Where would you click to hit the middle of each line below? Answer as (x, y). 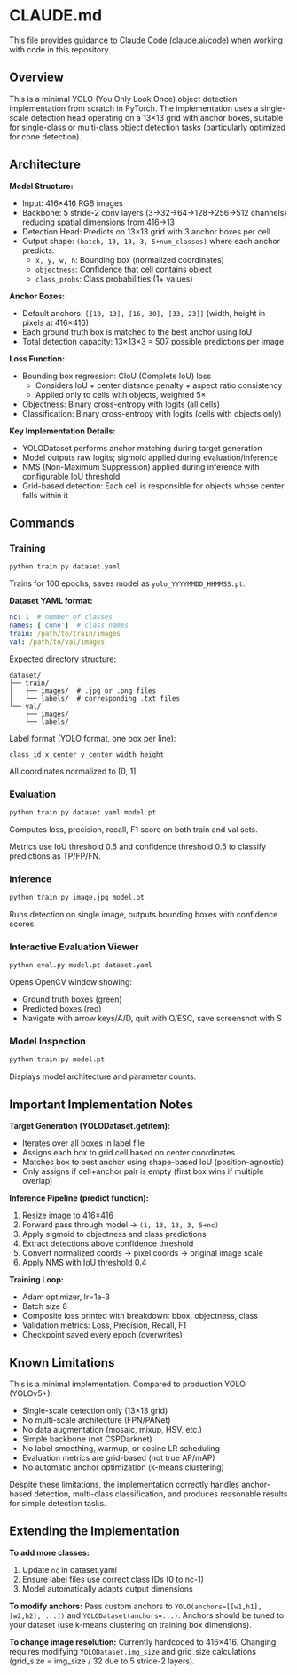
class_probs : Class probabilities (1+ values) (114, 278)
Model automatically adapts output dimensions (107, 1588)
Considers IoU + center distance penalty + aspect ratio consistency (159, 385)
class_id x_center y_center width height (87, 754)
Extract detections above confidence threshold (108, 1243)
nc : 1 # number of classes (61, 617)
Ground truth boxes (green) (72, 999)
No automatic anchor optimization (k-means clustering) (123, 1467)
